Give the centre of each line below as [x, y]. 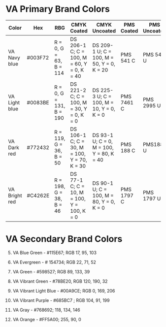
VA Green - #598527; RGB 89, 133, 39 [51, 271]
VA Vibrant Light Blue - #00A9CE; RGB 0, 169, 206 [64, 291]
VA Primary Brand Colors [58, 9]
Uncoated [104, 31]
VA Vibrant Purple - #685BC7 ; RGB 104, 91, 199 [61, 300]
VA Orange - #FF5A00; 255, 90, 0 [47, 319]
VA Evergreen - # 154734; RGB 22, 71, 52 [54, 262]
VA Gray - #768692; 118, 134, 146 [46, 310]
